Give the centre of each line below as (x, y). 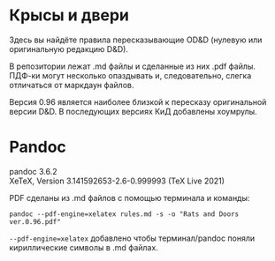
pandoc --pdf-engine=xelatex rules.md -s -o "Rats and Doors (124, 214)
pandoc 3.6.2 (33, 171)
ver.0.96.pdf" (35, 221)
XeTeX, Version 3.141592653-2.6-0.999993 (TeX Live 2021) (117, 181)
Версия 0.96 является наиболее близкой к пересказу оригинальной (138, 101)
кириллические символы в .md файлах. (84, 247)
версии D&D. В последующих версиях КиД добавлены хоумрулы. (134, 111)
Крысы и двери (69, 15)
